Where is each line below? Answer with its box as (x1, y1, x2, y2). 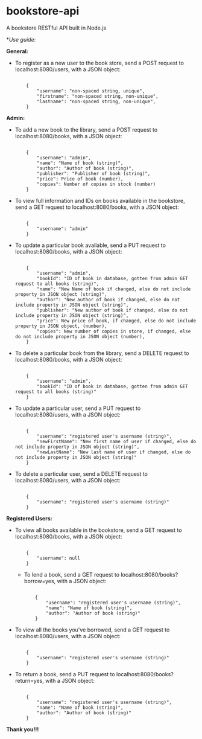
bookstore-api (6, 4, 80, 18)
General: (6, 47, 29, 55)
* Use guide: (6, 36, 36, 43)
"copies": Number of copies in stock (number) (37, 181, 156, 187)
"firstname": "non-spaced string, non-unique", (37, 93, 159, 99)
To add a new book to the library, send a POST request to (14, 126, 158, 133)
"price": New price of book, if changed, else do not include (37, 318, 197, 324)
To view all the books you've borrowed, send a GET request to (14, 626, 170, 633)
